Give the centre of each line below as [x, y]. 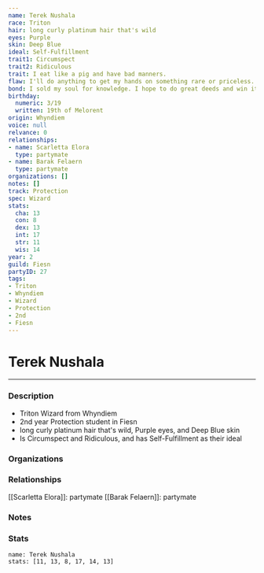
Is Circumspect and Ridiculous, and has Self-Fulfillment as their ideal [130, 438]
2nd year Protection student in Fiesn [78, 421]
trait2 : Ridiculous [40, 67]
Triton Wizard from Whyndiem [68, 413]
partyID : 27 [27, 272]
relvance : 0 [27, 132]
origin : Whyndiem [37, 118]
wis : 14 [28, 250]
